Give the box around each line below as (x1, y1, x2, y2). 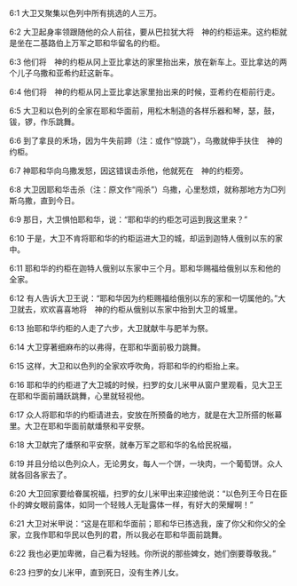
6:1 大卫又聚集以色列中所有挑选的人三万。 (9, 8, 162, 18)
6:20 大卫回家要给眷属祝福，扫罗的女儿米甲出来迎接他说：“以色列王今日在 (9, 488, 281, 499)
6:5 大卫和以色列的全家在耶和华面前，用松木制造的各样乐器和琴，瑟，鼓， (9, 106, 279, 115)
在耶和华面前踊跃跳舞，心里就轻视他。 (9, 391, 149, 401)
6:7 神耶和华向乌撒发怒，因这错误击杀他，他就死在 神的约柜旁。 (9, 165, 248, 176)
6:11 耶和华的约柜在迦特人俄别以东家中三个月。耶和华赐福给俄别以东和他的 (9, 263, 282, 273)
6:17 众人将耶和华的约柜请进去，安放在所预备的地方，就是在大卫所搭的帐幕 (9, 409, 283, 420)
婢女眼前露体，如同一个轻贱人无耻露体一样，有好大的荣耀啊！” (24, 500, 254, 510)
